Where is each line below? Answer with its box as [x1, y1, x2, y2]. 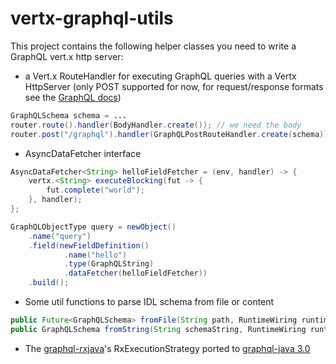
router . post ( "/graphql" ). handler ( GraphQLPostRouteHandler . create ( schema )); [10, 129, 333, 139]
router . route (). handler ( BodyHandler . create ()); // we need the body [10, 120, 302, 130]
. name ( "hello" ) [63, 250, 128, 260]
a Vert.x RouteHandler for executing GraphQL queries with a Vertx [24, 70, 297, 82]
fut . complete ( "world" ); [46, 185, 145, 196]
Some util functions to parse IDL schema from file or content [24, 296, 275, 308]
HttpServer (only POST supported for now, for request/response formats [24, 80, 324, 92]
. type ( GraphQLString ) [63, 259, 155, 269]
